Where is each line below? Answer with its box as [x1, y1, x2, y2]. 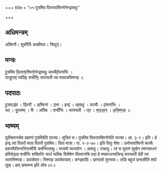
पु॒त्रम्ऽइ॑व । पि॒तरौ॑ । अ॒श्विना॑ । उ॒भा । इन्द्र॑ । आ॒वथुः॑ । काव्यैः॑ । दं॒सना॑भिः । [5, 102, 121, 108]
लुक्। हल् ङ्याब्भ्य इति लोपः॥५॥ [5, 162, 56, 168]
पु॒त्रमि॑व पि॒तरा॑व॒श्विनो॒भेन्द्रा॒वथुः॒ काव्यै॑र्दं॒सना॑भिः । [5, 69, 73, 75]
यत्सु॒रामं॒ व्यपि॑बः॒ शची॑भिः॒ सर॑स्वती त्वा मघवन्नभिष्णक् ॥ [5, 74, 83, 80]
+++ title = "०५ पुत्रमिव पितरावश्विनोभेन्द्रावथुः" [5, 5, 80, 10]
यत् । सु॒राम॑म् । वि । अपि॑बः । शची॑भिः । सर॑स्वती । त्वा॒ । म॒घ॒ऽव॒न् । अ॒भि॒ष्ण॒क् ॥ [5, 108, 130, 113]
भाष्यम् [5, 122, 19, 130]
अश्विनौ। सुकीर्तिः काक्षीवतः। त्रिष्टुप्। [5, 42, 62, 47]
